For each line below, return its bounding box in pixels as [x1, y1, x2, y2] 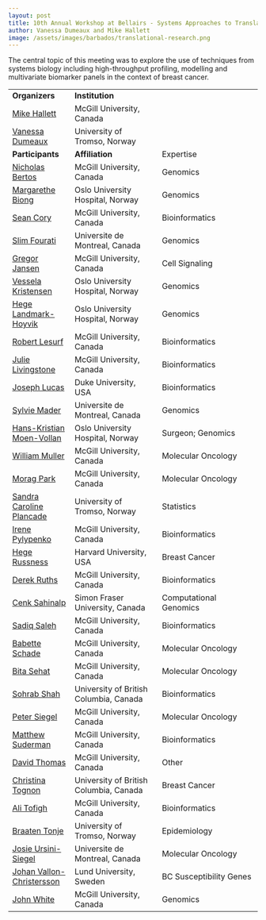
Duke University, [74, 377, 136, 388]
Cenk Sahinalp [12, 597, 66, 608]
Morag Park [12, 473, 56, 484]
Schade [12, 648, 41, 659]
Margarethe [12, 184, 56, 195]
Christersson [12, 876, 61, 887]
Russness [12, 556, 49, 568]
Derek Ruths [12, 575, 58, 586]
